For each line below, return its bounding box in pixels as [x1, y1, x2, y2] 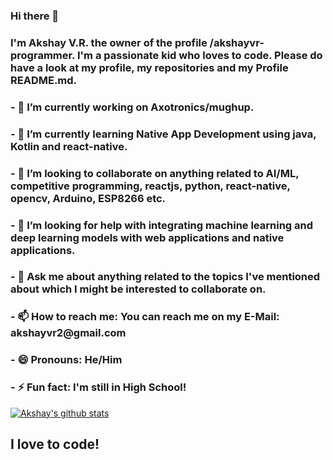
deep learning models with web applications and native [10, 230, 285, 244]
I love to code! [10, 435, 100, 453]
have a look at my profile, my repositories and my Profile [10, 60, 289, 74]
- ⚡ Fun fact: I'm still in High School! [10, 380, 187, 394]
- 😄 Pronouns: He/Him [10, 353, 123, 367]
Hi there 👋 [10, 9, 60, 23]
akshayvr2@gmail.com [10, 326, 127, 340]
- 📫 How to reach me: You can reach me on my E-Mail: [10, 310, 280, 324]
